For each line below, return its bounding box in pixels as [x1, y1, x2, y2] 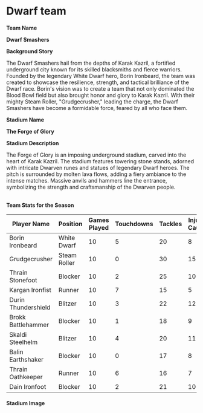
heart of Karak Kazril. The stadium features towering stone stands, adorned [6, 157, 195, 164]
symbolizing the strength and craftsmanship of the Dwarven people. [6, 183, 176, 190]
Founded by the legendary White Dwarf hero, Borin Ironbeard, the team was [6, 72, 195, 79]
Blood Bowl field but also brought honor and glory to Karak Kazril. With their [6, 91, 195, 99]
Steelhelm [9, 337, 38, 346]
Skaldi [9, 330, 27, 339]
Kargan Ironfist [9, 285, 51, 294]
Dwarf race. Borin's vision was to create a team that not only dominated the [6, 85, 195, 92]
